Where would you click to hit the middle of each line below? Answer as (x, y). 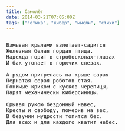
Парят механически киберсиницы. (53, 93)
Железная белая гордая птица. (50, 51)
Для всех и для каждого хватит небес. (62, 122)
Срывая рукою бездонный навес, (51, 105)
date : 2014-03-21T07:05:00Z (41, 17)
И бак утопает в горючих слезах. (55, 63)
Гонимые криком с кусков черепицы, (57, 87)
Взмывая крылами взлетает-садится (56, 45)
